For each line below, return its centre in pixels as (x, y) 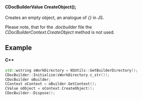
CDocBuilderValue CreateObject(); (41, 7)
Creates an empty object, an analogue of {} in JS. (54, 18)
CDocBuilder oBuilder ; (28, 80)
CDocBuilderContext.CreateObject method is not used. (60, 32)
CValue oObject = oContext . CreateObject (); (50, 89)
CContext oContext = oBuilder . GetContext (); (51, 84)
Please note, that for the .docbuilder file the (49, 27)
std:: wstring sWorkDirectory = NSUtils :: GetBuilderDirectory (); (71, 70)
